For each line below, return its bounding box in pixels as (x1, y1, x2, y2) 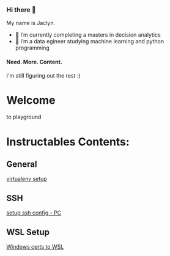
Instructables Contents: (6, 134, 130, 148)
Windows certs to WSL (6, 243, 64, 251)
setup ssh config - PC (6, 209, 62, 216)
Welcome (6, 93, 56, 107)
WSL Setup (6, 227, 50, 237)
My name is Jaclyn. (6, 20, 56, 27)
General (6, 159, 38, 170)
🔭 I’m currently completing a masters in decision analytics (15, 31, 161, 38)
